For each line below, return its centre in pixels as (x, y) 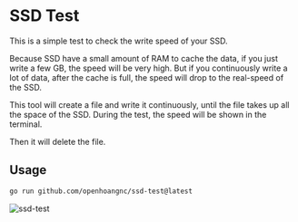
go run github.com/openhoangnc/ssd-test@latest (101, 191)
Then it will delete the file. (58, 141)
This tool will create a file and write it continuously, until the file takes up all (149, 104)
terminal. (26, 124)
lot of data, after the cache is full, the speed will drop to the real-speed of (147, 77)
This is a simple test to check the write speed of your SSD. (119, 41)
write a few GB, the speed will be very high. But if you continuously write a (149, 68)
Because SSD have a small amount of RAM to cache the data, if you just (144, 58)
